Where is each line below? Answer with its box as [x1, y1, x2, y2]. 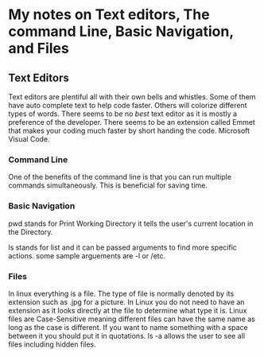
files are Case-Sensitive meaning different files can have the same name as [8, 314, 256, 324]
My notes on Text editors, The [8, 6, 210, 24]
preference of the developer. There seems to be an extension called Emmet [8, 118, 256, 126]
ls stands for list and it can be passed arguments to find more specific [8, 243, 237, 252]
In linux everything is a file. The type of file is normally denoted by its [8, 289, 235, 298]
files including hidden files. [8, 340, 97, 349]
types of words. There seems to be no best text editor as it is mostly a [8, 109, 237, 118]
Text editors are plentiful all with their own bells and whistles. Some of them [8, 92, 256, 101]
